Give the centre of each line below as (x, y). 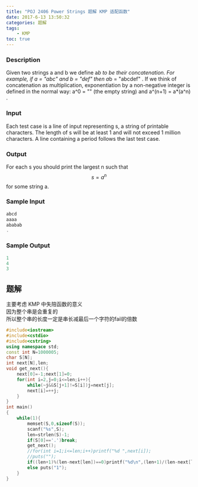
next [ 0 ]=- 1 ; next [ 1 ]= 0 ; (44, 374)
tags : (13, 28)
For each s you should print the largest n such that (67, 167)
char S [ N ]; (19, 358)
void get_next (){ (27, 369)
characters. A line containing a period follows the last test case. (83, 138)
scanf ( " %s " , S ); (46, 429)
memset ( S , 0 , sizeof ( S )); (56, 424)
